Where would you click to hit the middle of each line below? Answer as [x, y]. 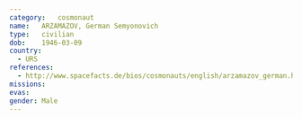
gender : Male [34, 101]
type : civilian [42, 34]
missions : [28, 84]
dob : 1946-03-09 [46, 42]
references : [31, 68]
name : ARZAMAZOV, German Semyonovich [84, 26]
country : [26, 51]
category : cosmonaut [52, 17]
